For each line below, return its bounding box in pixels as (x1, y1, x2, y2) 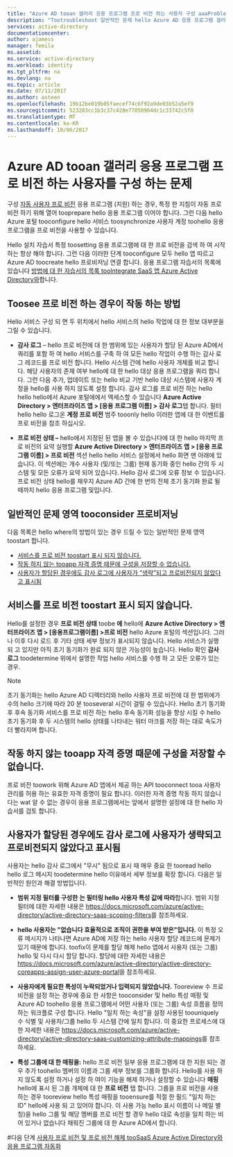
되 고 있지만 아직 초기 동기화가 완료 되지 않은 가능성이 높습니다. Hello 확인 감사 (7, 645, 220, 653)
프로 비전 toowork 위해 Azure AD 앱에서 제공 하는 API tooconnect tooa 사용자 (7, 780, 221, 788)
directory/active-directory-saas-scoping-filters (17, 911, 152, 920)
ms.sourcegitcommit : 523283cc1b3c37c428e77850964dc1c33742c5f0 (7, 107, 194, 114)
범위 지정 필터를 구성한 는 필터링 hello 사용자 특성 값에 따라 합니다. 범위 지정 (17, 893, 220, 902)
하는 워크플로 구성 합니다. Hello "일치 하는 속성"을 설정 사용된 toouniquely (17, 1008, 219, 1017)
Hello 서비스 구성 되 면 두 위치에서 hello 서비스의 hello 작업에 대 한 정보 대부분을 (7, 317, 224, 326)
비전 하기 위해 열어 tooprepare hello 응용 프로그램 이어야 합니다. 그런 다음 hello (7, 209, 223, 217)
